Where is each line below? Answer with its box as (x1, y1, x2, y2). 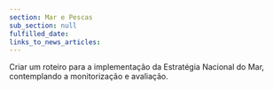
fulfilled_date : (9, 29, 69, 38)
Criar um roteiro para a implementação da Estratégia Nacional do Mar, (9, 62, 264, 72)
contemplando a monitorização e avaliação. (9, 71, 168, 82)
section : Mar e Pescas (9, 12, 93, 22)
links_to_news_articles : (9, 37, 101, 47)
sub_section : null (9, 21, 77, 30)
